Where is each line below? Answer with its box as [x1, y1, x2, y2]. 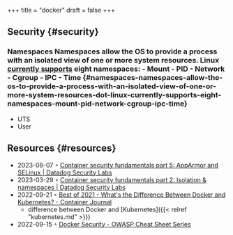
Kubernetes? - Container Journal [17, 197, 112, 206]
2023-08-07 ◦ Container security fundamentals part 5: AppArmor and [17, 161, 218, 169]
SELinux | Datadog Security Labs [17, 168, 112, 177]
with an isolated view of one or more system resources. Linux [7, 56, 220, 65]
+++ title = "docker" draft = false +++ [7, 6, 116, 14]
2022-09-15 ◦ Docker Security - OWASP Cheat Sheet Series [17, 220, 191, 228]
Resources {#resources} [7, 143, 116, 154]
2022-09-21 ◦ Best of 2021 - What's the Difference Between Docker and [17, 191, 226, 199]
